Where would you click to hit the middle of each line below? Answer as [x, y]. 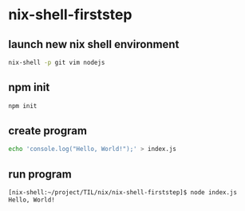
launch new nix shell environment [94, 44]
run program [40, 174]
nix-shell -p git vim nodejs [57, 62]
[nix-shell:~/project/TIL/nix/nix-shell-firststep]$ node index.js [123, 193]
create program [48, 131]
